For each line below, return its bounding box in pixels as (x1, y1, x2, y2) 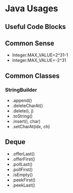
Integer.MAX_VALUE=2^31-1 (12, 52, 68, 58)
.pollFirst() (12, 166, 33, 172)
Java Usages (5, 3, 58, 14)
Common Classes (5, 72, 60, 80)
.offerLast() (12, 151, 35, 157)
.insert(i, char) (12, 118, 41, 124)
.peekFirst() (12, 177, 36, 183)
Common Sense (5, 39, 55, 47)
